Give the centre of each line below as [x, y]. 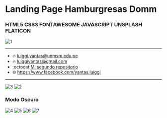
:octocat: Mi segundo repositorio [45, 67]
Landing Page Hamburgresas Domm [81, 9]
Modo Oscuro [22, 100]
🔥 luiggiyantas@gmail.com [40, 61]
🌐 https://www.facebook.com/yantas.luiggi [56, 72]
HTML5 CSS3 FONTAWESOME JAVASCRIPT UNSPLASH [74, 25]
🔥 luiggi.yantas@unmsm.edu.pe [45, 56]
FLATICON [18, 31]
